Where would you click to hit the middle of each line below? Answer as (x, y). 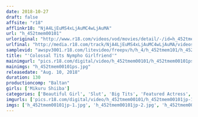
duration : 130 (24, 77)
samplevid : (19, 50)
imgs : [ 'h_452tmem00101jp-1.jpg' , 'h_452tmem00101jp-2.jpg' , (83, 105)
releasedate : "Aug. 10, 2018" (43, 72)
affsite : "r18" (25, 22)
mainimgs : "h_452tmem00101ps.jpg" (49, 66)
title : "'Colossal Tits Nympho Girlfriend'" (62, 56)
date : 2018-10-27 (27, 12)
